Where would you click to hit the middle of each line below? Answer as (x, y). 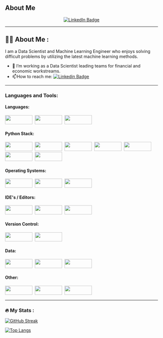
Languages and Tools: (32, 95)
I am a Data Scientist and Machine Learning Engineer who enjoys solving (78, 51)
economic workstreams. (36, 71)
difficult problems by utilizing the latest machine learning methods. (72, 56)
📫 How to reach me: (32, 76)
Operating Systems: (26, 170)
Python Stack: (20, 134)
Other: (12, 278)
